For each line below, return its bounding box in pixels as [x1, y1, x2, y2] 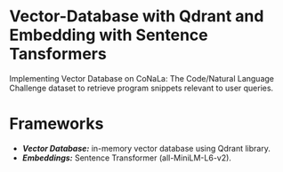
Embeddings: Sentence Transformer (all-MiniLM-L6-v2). [21, 152, 231, 163]
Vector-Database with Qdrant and [9, 6, 264, 27]
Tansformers [9, 44, 107, 64]
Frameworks [9, 113, 104, 134]
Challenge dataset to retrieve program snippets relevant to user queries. [9, 82, 274, 93]
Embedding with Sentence [9, 25, 208, 45]
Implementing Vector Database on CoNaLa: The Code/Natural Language [9, 73, 274, 83]
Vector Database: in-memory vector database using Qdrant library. [21, 143, 271, 153]
